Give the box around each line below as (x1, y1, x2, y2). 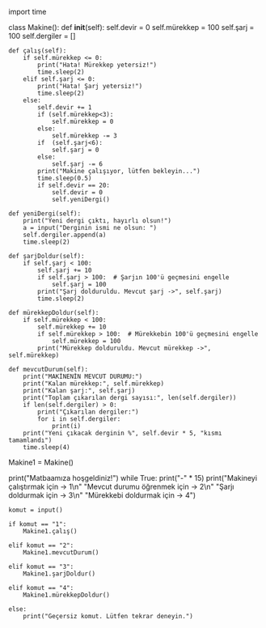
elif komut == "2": (8, 541, 74, 549)
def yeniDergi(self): (8, 210, 82, 218)
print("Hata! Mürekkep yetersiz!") (37, 61, 158, 69)
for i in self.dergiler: (37, 415, 121, 423)
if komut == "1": (8, 520, 67, 528)
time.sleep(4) (23, 443, 70, 452)
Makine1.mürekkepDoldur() (23, 591, 111, 599)
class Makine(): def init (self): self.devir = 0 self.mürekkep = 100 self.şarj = (8, 23, 255, 32)
